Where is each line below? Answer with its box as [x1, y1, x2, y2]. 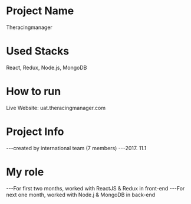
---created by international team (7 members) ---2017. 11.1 [6, 144, 147, 151]
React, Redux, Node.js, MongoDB [6, 64, 87, 71]
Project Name [6, 4, 74, 18]
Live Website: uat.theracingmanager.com [6, 104, 106, 111]
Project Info [6, 125, 64, 138]
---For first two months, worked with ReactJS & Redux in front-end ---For [6, 184, 185, 192]
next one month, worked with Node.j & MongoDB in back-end [6, 191, 155, 198]
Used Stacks [6, 44, 70, 58]
